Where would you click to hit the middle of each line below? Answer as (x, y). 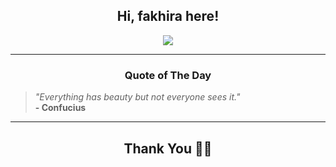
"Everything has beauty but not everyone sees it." (137, 97)
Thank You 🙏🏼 (168, 148)
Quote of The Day (168, 75)
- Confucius (60, 108)
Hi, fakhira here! (168, 16)
